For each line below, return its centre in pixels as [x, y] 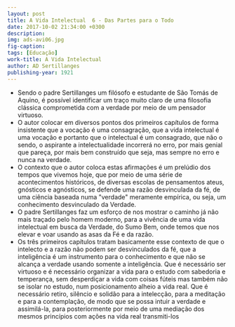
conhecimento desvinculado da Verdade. [77, 204]
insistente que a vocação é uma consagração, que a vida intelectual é [118, 130]
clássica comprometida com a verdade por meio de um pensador [112, 107]
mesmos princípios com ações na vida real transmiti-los [98, 316]
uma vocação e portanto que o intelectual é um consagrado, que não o [120, 137]
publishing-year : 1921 [40, 72]
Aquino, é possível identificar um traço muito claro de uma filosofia [114, 100]
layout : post [26, 14]
